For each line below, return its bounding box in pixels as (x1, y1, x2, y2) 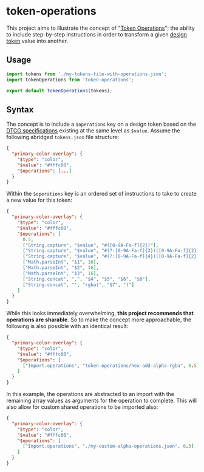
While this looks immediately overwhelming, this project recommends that (6, 310, 194, 317)
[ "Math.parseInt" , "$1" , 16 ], (22, 259, 99, 265)
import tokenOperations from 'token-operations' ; (6, 77, 135, 83)
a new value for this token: (6, 196, 73, 204)
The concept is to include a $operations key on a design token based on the (6, 120, 196, 128)
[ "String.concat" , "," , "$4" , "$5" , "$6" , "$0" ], (22, 276, 151, 282)
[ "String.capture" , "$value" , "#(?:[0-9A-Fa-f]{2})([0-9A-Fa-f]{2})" (22, 248, 202, 254)
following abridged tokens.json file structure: (6, 134, 120, 141)
